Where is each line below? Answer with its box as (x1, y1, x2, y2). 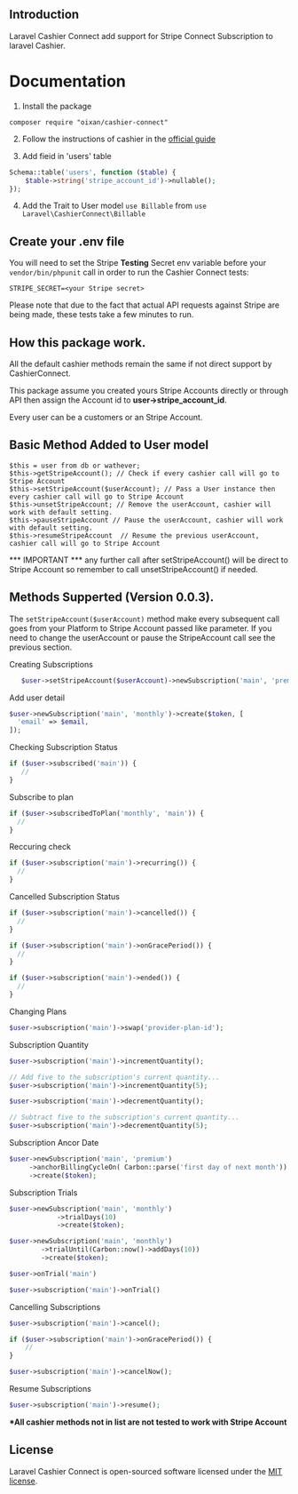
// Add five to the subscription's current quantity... (9, 1073, 220, 1082)
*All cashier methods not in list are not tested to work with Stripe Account (9, 1417, 287, 1427)
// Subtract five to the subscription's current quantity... (9, 1113, 240, 1122)
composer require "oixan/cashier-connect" (9, 117, 169, 127)
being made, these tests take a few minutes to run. (9, 309, 194, 320)
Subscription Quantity (9, 1039, 89, 1050)
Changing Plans (9, 1006, 67, 1017)
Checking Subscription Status (9, 742, 118, 753)
